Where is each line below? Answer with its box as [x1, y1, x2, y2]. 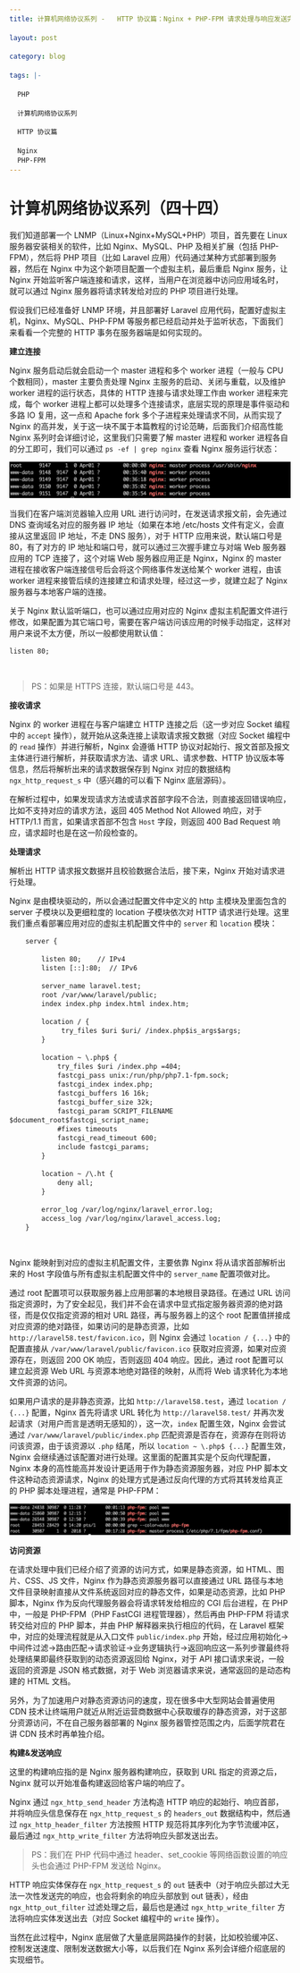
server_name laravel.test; [41, 981, 142, 990]
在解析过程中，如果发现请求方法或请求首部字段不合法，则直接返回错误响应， [9, 793, 291, 804]
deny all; [56, 1178, 94, 1187]
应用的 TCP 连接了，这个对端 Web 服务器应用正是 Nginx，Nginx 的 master [9, 553, 282, 563]
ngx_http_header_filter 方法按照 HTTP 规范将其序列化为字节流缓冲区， [19, 1818, 284, 1829]
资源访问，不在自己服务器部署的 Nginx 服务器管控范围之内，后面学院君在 [16, 1717, 286, 1728]
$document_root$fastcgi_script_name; [9, 1115, 150, 1124]
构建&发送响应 [9, 1747, 62, 1757]
